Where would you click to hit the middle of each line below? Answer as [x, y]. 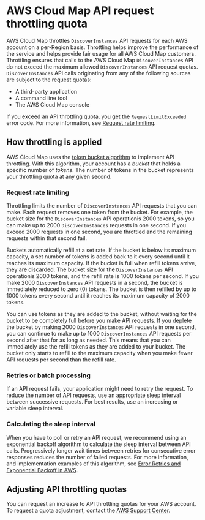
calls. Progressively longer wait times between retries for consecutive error [101, 450]
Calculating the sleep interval [51, 424]
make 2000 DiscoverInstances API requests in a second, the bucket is [95, 283]
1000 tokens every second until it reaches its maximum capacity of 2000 [98, 296]
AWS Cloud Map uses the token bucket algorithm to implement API [91, 157]
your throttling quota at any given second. [59, 176]
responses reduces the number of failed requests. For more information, [97, 457]
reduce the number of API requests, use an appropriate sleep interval [94, 395]
